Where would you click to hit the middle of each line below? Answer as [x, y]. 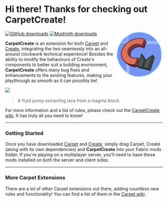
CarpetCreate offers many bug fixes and [47, 70]
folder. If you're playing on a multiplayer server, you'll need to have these [80, 155]
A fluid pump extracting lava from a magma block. [69, 100]
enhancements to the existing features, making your [59, 75]
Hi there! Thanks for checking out [76, 9]
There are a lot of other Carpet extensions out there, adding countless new [82, 188]
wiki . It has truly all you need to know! [44, 115]
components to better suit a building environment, [57, 64]
